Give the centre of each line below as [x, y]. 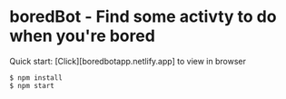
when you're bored [83, 36]
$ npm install [36, 78]
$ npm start [32, 85]
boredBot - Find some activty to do [143, 17]
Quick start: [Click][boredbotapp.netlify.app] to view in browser [128, 61]
